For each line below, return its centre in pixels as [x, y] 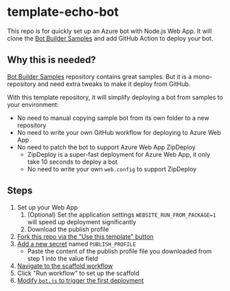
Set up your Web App [47, 207]
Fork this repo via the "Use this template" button [85, 236]
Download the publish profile [68, 229]
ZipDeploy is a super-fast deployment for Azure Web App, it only [119, 154]
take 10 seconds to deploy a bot [72, 162]
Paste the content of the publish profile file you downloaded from [119, 251]
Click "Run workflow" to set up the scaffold [78, 273]
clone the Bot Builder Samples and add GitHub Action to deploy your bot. [110, 38]
